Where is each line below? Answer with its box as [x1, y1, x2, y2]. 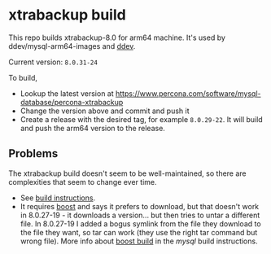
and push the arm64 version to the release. [20, 123, 165, 133]
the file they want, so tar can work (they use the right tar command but [20, 227, 258, 237]
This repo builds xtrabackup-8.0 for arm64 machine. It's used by [8, 33, 226, 42]
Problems [8, 147, 59, 160]
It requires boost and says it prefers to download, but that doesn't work [20, 201, 260, 211]
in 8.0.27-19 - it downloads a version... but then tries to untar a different [20, 210, 260, 220]
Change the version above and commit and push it [20, 106, 190, 116]
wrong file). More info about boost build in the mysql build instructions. [20, 236, 258, 246]
